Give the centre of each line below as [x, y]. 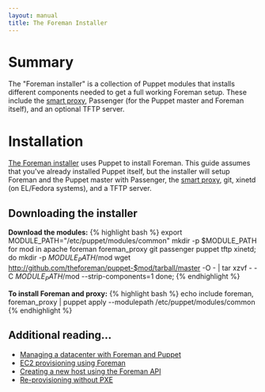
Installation [46, 141]
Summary [41, 62]
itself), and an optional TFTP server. [66, 109]
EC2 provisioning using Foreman [73, 363]
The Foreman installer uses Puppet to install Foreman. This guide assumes [129, 163]
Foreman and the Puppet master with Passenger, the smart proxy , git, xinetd [132, 180]
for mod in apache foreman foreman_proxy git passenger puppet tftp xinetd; [132, 249]
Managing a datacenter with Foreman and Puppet [100, 354]
